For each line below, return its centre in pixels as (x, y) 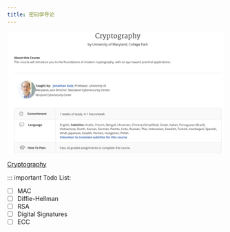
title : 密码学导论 (31, 14)
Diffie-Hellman (38, 198)
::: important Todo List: (39, 177)
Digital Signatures (42, 214)
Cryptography (27, 164)
